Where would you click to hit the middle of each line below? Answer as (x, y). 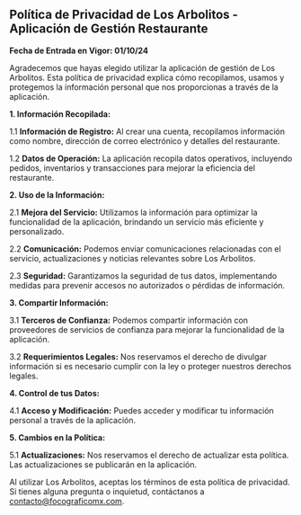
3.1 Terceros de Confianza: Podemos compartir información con (129, 320)
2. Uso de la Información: (57, 195)
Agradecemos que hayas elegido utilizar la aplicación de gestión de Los (142, 67)
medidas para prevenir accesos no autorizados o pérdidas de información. (147, 285)
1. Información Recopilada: (60, 114)
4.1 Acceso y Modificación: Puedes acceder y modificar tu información (142, 410)
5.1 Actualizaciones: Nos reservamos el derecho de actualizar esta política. (149, 455)
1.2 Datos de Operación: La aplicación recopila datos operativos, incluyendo (151, 158)
